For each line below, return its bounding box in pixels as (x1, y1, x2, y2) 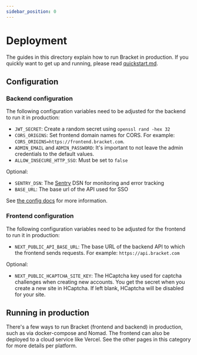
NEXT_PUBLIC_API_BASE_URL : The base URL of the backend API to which (14, 243, 185, 250)
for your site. (14, 291, 46, 298)
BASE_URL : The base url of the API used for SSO (14, 186, 128, 193)
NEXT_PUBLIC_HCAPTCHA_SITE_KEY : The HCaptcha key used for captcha (14, 272, 182, 279)
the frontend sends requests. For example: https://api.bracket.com (14, 249, 180, 256)
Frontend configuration (6, 212, 74, 220)
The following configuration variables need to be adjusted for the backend (6, 108, 186, 115)
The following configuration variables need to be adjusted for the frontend (6, 225, 186, 233)
